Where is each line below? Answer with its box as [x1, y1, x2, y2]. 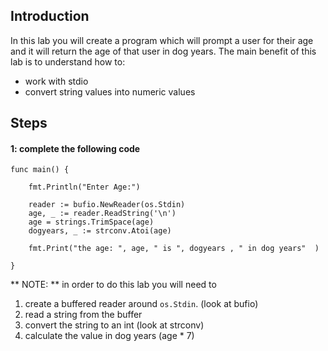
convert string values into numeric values [24, 85, 196, 98]
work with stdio [24, 75, 89, 87]
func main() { [10, 165, 70, 175]
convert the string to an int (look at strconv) [24, 319, 205, 331]
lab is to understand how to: [10, 55, 126, 68]
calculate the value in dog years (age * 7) [24, 330, 195, 342]
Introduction [10, 8, 90, 25]
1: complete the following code [10, 142, 141, 154]
